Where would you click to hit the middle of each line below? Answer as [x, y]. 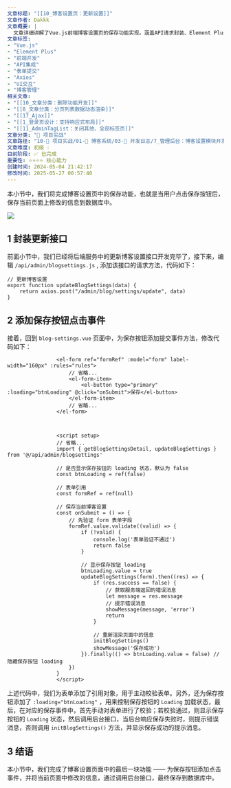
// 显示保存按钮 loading [113, 565]
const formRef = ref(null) [95, 494]
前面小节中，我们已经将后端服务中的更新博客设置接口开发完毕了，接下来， [112, 257]
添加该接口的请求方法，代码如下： [148, 265]
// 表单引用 [71, 488]
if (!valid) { [101, 532]
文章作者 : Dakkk [28, 20]
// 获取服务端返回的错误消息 [141, 590]
